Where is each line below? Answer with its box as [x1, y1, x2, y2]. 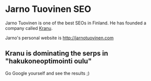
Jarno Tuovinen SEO [5, 3, 91, 15]
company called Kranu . [5, 25, 53, 31]
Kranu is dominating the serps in [5, 49, 109, 58]
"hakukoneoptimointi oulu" [5, 57, 92, 66]
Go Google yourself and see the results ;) [5, 70, 90, 76]
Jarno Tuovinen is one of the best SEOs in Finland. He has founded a [5, 20, 147, 26]
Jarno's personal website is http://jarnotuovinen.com [5, 35, 114, 41]
